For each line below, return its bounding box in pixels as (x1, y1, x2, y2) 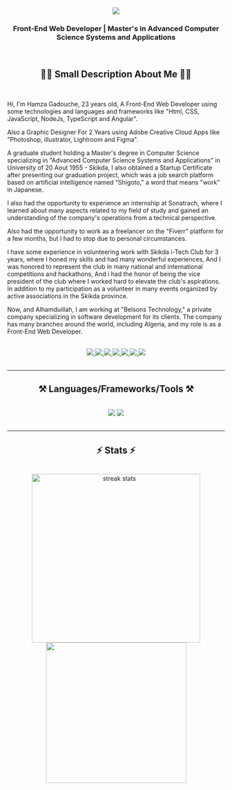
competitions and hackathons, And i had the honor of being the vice (7, 270, 201, 278)
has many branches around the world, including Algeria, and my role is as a (7, 320, 222, 329)
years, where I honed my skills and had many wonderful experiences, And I (7, 255, 221, 264)
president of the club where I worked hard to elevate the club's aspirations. (7, 277, 221, 286)
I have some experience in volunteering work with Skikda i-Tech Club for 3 (7, 248, 219, 256)
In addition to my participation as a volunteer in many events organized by (7, 284, 217, 293)
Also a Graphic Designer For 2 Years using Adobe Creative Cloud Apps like (7, 128, 220, 136)
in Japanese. (7, 185, 44, 194)
